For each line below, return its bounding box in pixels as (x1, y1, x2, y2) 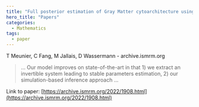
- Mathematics (11, 25, 46, 31)
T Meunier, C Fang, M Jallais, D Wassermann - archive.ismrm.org (6, 53, 165, 59)
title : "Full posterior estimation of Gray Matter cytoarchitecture (6, 8, 179, 15)
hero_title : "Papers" (6, 14, 60, 20)
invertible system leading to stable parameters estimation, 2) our (20, 70, 179, 77)
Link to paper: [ (6, 88, 43, 95)
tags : (6, 31, 20, 37)
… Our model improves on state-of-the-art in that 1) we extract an (20, 64, 181, 71)
